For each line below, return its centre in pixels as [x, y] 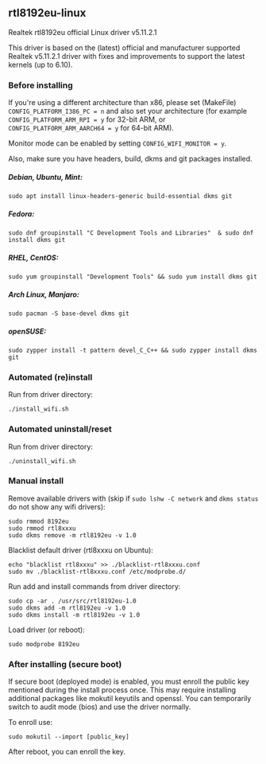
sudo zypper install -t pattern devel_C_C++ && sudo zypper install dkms [133, 350]
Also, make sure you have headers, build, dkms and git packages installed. [130, 159]
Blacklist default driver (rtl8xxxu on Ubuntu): [81, 550]
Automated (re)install [50, 377]
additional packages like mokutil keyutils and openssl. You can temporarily [130, 699]
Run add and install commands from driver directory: [94, 586]
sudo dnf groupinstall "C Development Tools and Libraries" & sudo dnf [131, 233]
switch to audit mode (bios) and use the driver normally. [100, 707]
